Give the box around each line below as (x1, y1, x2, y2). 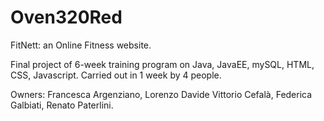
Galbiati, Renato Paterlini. (10, 99, 114, 111)
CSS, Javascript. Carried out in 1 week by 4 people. (10, 69, 222, 81)
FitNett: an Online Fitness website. (10, 39, 152, 51)
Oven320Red (10, 6, 123, 29)
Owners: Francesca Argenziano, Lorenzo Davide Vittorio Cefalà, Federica (10, 88, 313, 100)
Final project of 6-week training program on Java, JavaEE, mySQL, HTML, (10, 58, 315, 70)
